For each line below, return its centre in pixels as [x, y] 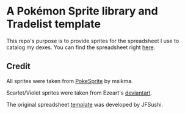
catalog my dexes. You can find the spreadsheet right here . [81, 47]
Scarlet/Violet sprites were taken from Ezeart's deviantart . [79, 93]
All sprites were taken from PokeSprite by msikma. [70, 81]
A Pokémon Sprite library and [82, 11]
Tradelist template [53, 24]
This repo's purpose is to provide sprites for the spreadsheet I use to [93, 41]
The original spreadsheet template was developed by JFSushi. [85, 104]
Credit [18, 66]
